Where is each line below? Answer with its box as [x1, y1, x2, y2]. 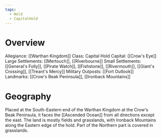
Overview [5, 37, 45, 48]
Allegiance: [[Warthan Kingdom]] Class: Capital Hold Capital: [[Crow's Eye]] [5, 53, 157, 59]
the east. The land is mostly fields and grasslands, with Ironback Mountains [5, 117, 157, 123]
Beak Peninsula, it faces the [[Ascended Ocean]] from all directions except [5, 112, 155, 118]
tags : [5, 7, 16, 12]
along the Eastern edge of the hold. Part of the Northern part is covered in [5, 122, 153, 128]
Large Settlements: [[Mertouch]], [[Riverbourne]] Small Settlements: [5, 58, 142, 64]
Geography [5, 91, 52, 102]
